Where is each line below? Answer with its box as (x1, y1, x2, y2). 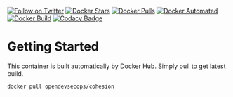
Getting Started (7, 39, 100, 55)
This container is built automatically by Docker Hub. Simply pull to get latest (7, 62, 226, 70)
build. (7, 69, 24, 77)
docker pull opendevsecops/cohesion (7, 83, 114, 90)
